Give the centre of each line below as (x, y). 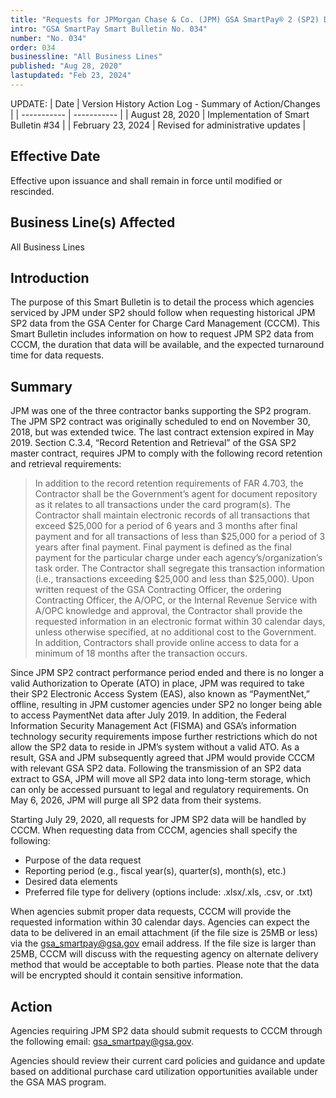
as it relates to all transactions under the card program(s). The (162, 505)
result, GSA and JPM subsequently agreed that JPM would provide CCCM (162, 758)
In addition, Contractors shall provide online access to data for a (167, 643)
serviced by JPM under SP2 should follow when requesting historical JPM (163, 313)
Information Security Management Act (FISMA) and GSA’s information (153, 726)
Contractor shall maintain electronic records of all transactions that (172, 515)
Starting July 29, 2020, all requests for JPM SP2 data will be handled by (158, 820)
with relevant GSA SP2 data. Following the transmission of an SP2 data (156, 768)
